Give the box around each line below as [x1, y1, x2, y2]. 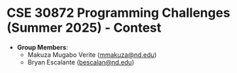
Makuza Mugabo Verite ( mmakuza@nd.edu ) [27, 51, 157, 59]
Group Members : [16, 43, 69, 51]
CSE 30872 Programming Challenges [6, 5, 231, 21]
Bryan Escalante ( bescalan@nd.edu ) [27, 58, 135, 66]
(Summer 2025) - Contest [6, 20, 162, 36]
